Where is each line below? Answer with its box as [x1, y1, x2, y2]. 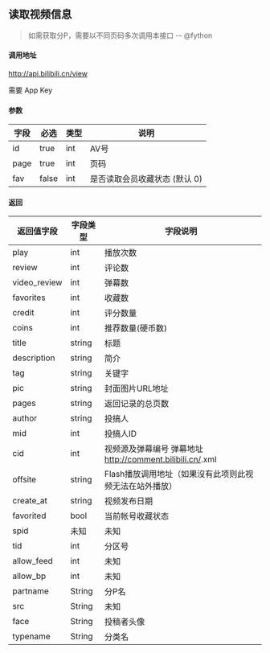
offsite [12, 474, 37, 485]
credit [12, 307, 35, 318]
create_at [12, 495, 48, 507]
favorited [12, 510, 47, 521]
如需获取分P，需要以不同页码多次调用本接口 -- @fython [27, 31, 213, 40]
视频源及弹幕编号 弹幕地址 [104, 443, 203, 454]
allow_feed [12, 556, 54, 567]
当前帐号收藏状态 [104, 511, 170, 522]
